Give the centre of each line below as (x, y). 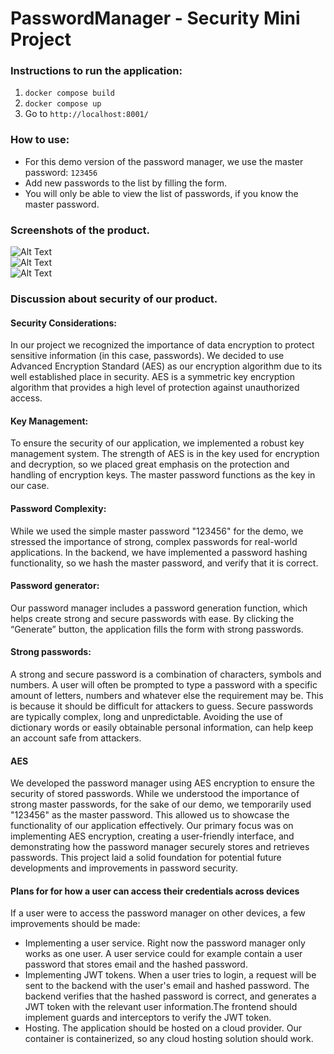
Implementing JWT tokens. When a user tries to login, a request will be (170, 975)
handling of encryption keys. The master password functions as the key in (163, 475)
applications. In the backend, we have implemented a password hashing (159, 552)
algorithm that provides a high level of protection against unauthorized (155, 388)
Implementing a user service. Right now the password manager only (165, 943)
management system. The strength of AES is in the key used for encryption (165, 454)
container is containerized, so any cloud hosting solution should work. (169, 1039)
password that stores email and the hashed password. (136, 964)
